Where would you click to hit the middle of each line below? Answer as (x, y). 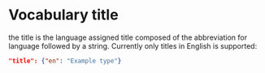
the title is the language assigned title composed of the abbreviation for (128, 37)
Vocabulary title (64, 15)
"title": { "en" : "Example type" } (65, 61)
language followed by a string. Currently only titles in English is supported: (133, 45)
